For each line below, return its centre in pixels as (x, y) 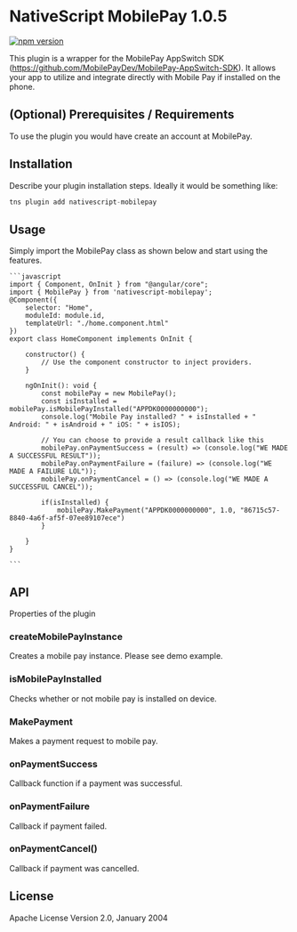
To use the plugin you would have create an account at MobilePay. (131, 136)
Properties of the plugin (52, 614)
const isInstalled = (79, 401)
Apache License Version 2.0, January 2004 (89, 918)
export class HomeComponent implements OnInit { (101, 339)
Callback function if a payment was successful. (96, 783)
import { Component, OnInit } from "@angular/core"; (109, 285)
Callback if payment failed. (58, 826)
